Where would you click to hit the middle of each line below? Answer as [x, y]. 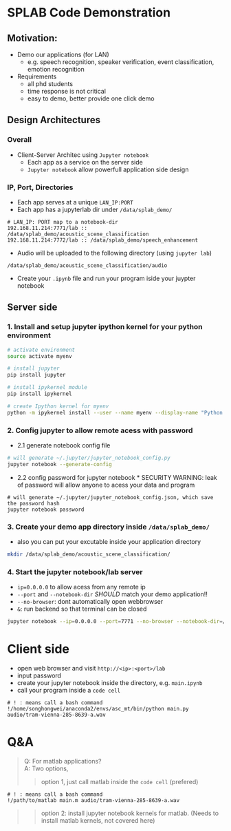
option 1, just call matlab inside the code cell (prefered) [120, 781]
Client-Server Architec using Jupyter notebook [83, 155]
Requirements [37, 76]
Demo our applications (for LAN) [63, 54]
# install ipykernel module [47, 388]
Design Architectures [54, 120]
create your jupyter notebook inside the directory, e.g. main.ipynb [110, 683]
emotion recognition [56, 69]
